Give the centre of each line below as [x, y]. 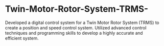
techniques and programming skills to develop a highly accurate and [74, 33]
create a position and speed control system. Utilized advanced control [76, 27]
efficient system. [22, 38]
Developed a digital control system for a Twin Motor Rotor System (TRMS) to [82, 23]
